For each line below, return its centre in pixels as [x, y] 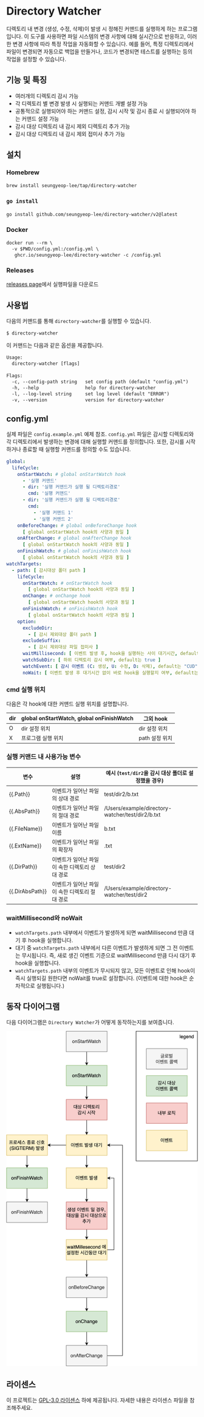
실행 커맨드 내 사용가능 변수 [44, 757]
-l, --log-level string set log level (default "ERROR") [91, 394]
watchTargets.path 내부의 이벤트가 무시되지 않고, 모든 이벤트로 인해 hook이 [105, 970]
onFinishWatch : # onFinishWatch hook [70, 609]
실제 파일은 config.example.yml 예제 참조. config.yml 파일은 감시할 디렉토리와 [100, 434]
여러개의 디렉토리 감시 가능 [47, 96]
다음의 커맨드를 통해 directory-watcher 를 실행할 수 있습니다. [79, 321]
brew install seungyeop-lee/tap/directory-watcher [72, 186]
